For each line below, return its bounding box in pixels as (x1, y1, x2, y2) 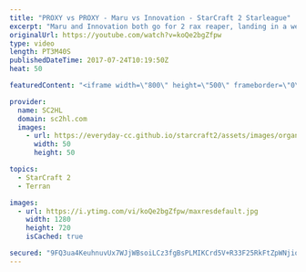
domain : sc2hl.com (17, 114, 88, 123)
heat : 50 (9, 65, 43, 74)
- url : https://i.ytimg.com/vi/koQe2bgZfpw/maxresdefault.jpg (17, 206, 259, 215)
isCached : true (25, 232, 84, 242)
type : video (9, 38, 55, 48)
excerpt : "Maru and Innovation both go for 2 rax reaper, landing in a (9, 22, 287, 31)
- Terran (17, 182, 51, 191)
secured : (9, 248, 43, 257)
